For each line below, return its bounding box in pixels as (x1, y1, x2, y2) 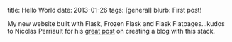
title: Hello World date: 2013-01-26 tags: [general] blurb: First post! (7, 6, 202, 14)
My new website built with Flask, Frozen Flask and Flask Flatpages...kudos (7, 20, 225, 27)
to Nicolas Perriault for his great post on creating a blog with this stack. (7, 27, 215, 35)
